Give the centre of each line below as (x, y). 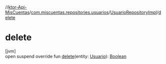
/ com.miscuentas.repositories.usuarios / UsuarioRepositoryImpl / (94, 12)
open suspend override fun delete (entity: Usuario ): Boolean (66, 56)
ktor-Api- (18, 7)
